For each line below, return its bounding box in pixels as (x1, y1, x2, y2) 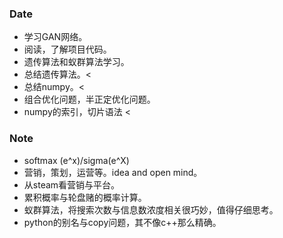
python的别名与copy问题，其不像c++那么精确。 (23, 216, 222, 228)
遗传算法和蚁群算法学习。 (23, 56, 130, 68)
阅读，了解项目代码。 (23, 43, 112, 56)
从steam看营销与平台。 (23, 178, 121, 191)
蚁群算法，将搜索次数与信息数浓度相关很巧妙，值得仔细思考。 (23, 203, 279, 216)
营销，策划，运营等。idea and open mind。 (23, 166, 203, 178)
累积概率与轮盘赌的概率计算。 (23, 191, 147, 203)
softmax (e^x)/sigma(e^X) (23, 154, 130, 166)
